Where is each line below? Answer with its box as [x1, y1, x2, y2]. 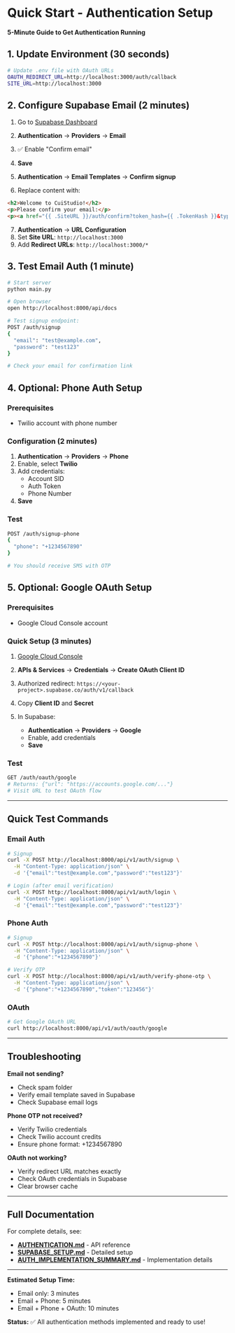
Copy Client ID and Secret [17, 699, 94, 707]
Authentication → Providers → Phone [17, 452, 129, 461]
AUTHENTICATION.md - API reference [17, 1241, 131, 1249]
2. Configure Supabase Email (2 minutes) [7, 99, 190, 111]
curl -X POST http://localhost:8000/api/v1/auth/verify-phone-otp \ [7, 973, 211, 980]
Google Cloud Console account [17, 618, 108, 627]
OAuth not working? [7, 1153, 67, 1161]
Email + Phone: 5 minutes [17, 1297, 91, 1305]
